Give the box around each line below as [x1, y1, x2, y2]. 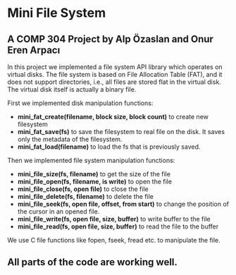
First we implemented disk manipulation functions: [7, 99, 154, 107]
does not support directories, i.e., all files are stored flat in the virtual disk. [7, 78, 222, 86]
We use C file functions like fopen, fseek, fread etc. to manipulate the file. [7, 236, 221, 244]
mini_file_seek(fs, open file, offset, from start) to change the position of [17, 200, 230, 208]
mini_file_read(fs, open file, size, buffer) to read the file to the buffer [17, 222, 219, 231]
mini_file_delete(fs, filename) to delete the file [17, 192, 154, 200]
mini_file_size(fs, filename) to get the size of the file [17, 170, 171, 178]
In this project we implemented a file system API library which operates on [7, 63, 223, 71]
